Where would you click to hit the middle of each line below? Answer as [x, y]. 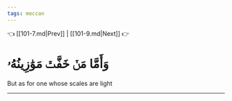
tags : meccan [26, 13]
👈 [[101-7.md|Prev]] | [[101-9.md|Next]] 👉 [68, 33]
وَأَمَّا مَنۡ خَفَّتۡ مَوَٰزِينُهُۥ [58, 64]
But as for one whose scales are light [60, 83]
